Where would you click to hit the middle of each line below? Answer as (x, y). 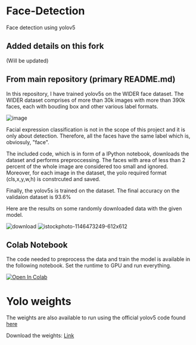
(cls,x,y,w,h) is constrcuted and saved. (53, 179)
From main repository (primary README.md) (91, 80)
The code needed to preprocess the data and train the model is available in (98, 259)
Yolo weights (39, 301)
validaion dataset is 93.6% (39, 197)
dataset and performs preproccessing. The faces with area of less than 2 (96, 160)
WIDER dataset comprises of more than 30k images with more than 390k (96, 100)
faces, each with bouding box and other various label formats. (83, 106)
